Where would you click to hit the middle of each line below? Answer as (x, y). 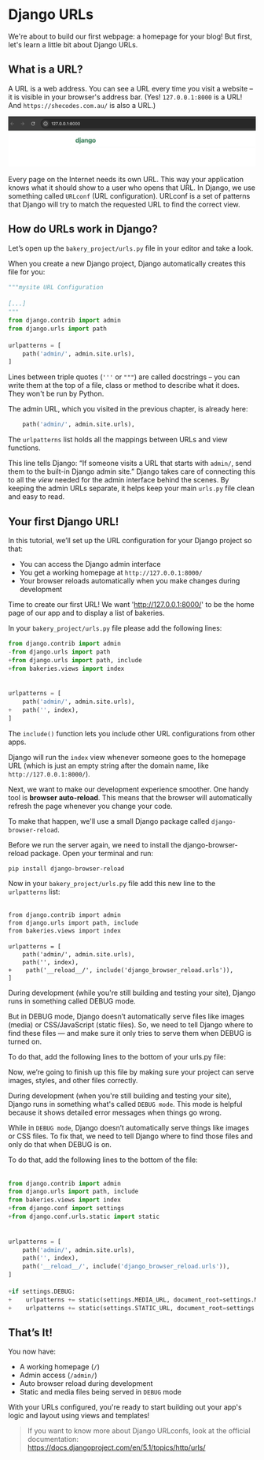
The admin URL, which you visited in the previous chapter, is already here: (128, 409)
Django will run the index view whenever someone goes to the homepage (127, 757)
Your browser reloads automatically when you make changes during (130, 580)
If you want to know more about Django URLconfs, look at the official (139, 1431)
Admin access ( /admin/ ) (58, 1375)
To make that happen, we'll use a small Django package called (109, 821)
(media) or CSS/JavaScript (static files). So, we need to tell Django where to (131, 1024)
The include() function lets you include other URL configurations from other (132, 733)
